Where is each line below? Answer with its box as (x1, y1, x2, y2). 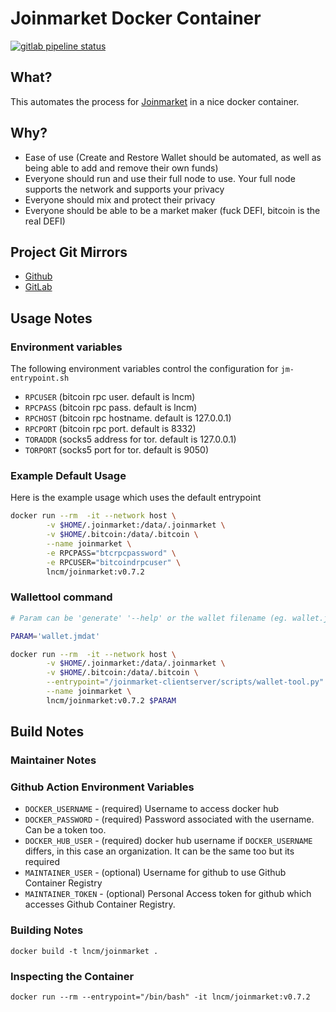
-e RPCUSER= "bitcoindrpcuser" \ (46, 557, 182, 567)
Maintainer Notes (10, 753, 97, 767)
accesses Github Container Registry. (24, 898, 176, 911)
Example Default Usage (10, 468, 127, 482)
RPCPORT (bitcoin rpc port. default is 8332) (24, 423, 197, 435)
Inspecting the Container (10, 969, 135, 983)
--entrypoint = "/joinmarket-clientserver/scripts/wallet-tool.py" (46, 677, 325, 687)
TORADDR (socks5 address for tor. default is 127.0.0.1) (24, 433, 237, 446)
